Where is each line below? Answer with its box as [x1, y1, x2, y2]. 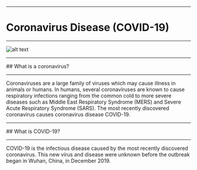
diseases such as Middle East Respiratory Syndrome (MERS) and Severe [6, 98, 182, 105]
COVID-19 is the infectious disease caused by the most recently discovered [6, 145, 189, 152]
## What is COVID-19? [6, 128, 60, 135]
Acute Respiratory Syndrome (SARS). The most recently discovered [6, 104, 169, 112]
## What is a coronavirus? [6, 62, 69, 69]
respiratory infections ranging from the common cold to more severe [6, 92, 172, 99]
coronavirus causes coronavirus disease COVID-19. [6, 111, 131, 118]
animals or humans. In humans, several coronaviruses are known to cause [6, 86, 185, 93]
